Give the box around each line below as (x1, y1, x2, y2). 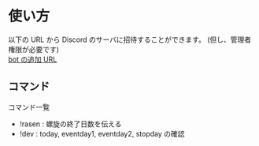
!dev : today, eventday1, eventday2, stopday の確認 (19, 129, 185, 138)
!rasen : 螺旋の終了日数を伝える (19, 119, 122, 129)
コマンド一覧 (8, 102, 50, 111)
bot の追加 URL (8, 54, 57, 64)
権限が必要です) (8, 44, 60, 54)
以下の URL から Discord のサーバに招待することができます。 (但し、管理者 (8, 35, 252, 44)
